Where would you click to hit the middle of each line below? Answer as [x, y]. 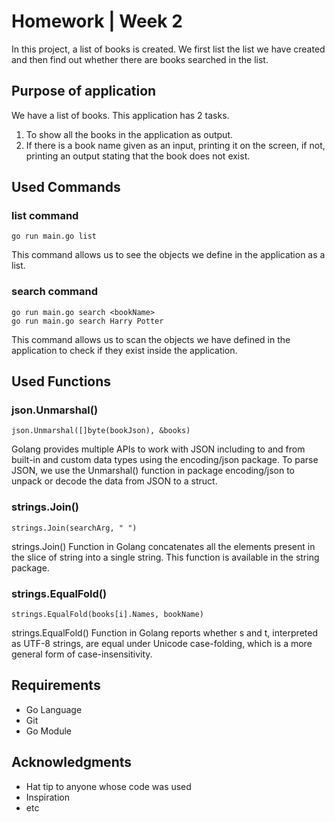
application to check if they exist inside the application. [124, 350]
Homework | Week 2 [97, 21]
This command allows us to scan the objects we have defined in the [151, 339]
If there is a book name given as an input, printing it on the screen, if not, [175, 145]
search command [55, 292]
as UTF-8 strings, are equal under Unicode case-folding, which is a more [162, 644]
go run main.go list [54, 236]
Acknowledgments [72, 762]
